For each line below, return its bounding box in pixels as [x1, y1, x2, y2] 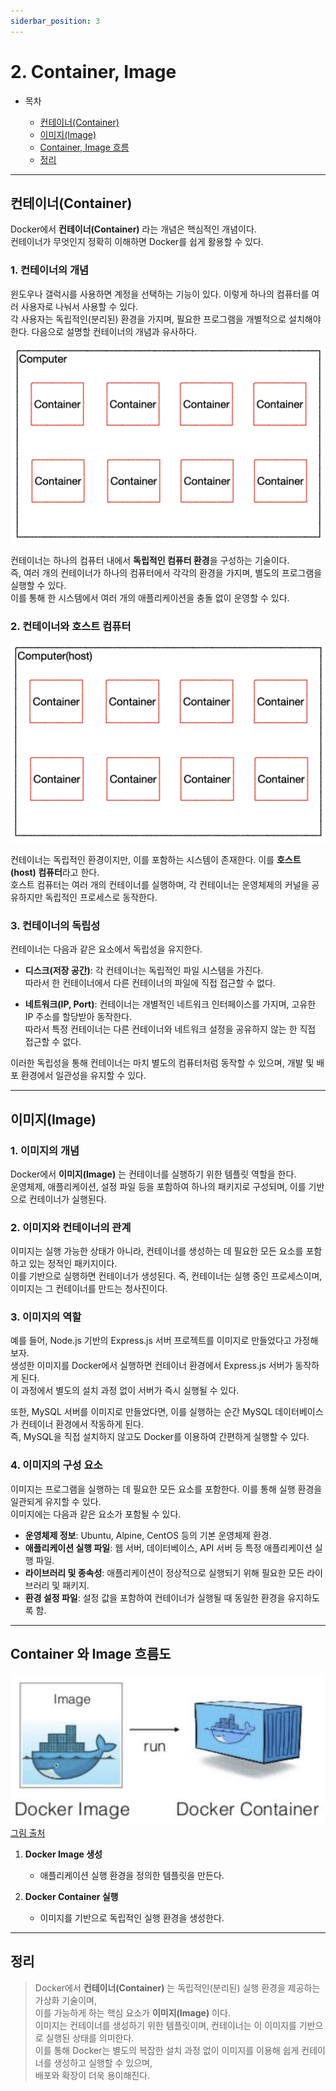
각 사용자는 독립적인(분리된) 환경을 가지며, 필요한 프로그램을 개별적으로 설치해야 [10, 313, 322, 325]
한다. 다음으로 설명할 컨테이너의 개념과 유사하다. [10, 325, 198, 337]
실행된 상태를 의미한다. [45, 2031, 135, 2044]
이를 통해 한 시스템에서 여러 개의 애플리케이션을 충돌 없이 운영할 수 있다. [10, 591, 290, 604]
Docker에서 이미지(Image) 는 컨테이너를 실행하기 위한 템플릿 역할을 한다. [10, 1168, 297, 1180]
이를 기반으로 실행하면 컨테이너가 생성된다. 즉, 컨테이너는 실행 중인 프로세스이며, [10, 1270, 323, 1282]
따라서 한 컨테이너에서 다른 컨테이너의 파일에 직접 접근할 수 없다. [24, 977, 276, 989]
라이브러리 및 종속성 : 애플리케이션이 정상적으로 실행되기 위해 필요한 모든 [24, 1566, 305, 1579]
